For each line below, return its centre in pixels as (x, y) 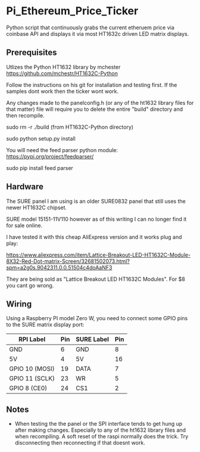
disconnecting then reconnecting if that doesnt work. (80, 443)
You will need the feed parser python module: (62, 150)
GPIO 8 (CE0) (28, 388)
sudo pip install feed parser (40, 168)
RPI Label (32, 339)
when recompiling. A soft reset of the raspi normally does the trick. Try (101, 436)
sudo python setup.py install (41, 138)
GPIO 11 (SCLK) (32, 379)
